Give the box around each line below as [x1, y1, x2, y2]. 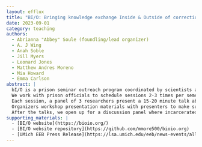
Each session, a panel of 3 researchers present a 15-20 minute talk [11, 98, 189, 104]
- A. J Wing [11, 43, 42, 49]
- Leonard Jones [11, 59, 52, 65]
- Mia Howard [11, 70, 44, 76]
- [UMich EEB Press [11, 131, 61, 138]
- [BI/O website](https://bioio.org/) [11, 121, 109, 127]
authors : [6, 31, 28, 37]
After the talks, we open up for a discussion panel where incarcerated [11, 109, 198, 115]
